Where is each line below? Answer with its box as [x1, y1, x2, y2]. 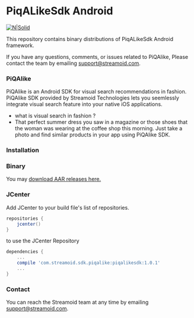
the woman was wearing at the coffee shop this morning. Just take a [14, 125, 183, 132]
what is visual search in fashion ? [14, 112, 96, 120]
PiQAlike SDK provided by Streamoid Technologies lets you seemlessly [6, 94, 180, 102]
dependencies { [6, 249, 44, 255]
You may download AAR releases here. [6, 176, 101, 183]
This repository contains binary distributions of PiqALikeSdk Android [6, 35, 174, 42]
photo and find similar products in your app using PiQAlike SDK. [14, 131, 171, 138]
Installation [6, 146, 40, 154]
